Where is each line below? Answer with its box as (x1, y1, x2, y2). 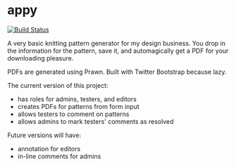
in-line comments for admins (17, 152, 101, 160)
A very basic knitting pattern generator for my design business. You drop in (7, 39, 226, 47)
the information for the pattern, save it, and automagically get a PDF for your (7, 46, 229, 55)
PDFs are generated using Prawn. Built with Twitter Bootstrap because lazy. (7, 68, 227, 76)
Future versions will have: (7, 131, 82, 139)
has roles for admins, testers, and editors (17, 94, 137, 103)
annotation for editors (17, 144, 81, 153)
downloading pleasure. (7, 53, 74, 62)
